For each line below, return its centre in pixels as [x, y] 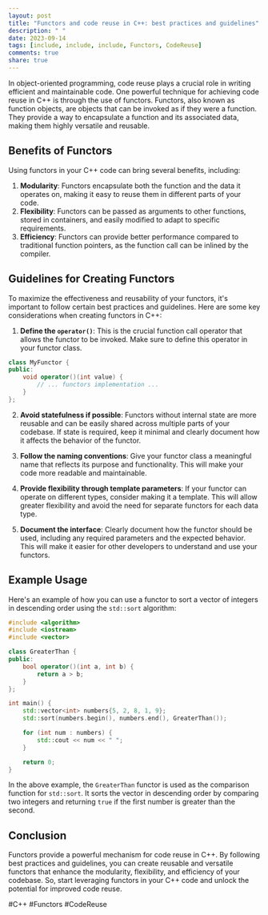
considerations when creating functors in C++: [85, 315]
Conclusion [38, 835]
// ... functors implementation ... [98, 385]
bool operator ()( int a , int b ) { [78, 666]
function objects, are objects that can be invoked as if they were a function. [133, 108]
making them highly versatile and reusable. [79, 126]
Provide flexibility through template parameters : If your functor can [133, 488]
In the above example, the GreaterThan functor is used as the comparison [129, 785]
